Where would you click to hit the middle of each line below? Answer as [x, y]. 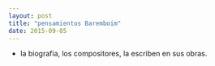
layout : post [30, 16]
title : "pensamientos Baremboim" [65, 23]
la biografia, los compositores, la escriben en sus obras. [114, 54]
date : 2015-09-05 [38, 31]
